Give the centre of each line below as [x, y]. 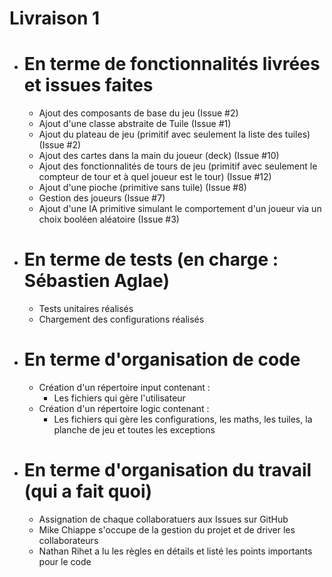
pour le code [65, 561]
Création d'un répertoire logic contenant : [124, 408]
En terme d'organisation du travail [167, 470]
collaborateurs [68, 540]
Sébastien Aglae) [96, 281]
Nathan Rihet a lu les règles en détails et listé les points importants [175, 551]
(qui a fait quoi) [88, 491]
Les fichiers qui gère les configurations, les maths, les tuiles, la [183, 419]
